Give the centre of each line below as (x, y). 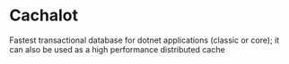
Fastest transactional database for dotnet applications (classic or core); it (144, 40)
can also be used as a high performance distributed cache (118, 49)
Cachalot (44, 16)
